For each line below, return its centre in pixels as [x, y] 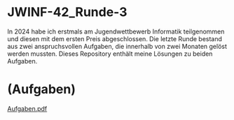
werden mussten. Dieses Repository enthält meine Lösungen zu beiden [110, 54]
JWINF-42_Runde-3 [67, 12]
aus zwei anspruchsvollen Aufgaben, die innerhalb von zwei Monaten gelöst [117, 46]
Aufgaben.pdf [27, 108]
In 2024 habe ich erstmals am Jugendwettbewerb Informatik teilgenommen [116, 31]
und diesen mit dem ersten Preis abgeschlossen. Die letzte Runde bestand [115, 38]
